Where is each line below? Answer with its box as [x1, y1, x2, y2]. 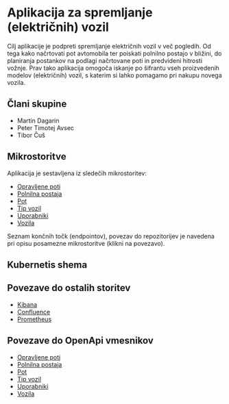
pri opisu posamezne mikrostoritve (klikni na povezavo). [7, 239, 165, 247]
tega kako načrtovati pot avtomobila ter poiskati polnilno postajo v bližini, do [7, 49, 222, 58]
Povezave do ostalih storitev [7, 282, 131, 294]
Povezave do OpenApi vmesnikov [7, 335, 154, 346]
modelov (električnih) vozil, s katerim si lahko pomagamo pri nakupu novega [7, 71, 223, 79]
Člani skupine [7, 98, 67, 110]
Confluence [16, 307, 51, 316]
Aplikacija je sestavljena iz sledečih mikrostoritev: [7, 169, 147, 177]
